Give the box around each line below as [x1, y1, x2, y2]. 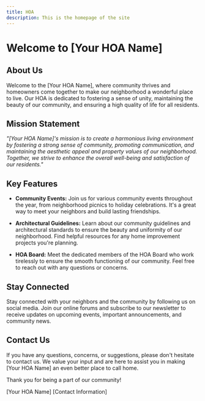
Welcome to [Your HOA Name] [6, 41, 163, 55]
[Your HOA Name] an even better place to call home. [6, 364, 139, 372]
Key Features [6, 178, 58, 189]
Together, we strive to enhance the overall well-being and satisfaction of [6, 154, 190, 162]
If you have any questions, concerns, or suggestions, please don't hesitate [6, 351, 195, 358]
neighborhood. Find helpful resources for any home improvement [15, 233, 181, 240]
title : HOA [6, 9, 34, 15]
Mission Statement [6, 119, 80, 129]
